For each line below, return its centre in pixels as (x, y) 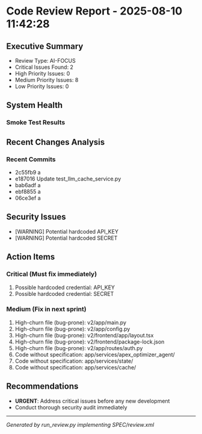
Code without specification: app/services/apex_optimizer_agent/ (95, 354)
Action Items (31, 257)
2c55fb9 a (28, 172)
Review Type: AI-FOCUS (45, 61)
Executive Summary (45, 46)
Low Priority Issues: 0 (42, 86)
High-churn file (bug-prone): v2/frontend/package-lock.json (90, 342)
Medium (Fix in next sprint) (46, 309)
